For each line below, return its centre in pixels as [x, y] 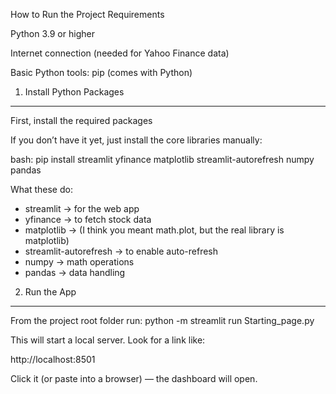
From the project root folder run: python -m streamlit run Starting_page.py [162, 320]
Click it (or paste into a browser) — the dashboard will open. [134, 378]
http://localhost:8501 [53, 359]
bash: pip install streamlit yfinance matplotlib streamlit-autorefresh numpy [162, 159]
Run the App [50, 292]
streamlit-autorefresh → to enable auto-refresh [121, 251]
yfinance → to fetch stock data [88, 219]
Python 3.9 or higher [52, 33]
